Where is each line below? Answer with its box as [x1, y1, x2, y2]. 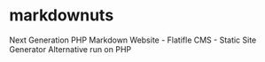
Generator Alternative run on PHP [9, 43, 132, 54]
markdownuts [9, 5, 114, 26]
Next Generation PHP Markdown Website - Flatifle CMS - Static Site [9, 35, 257, 45]
